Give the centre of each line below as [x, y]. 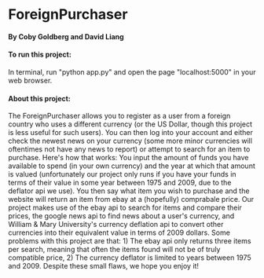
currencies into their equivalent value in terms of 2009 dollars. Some [119, 232]
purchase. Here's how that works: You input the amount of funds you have [128, 158]
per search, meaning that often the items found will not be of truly [114, 250]
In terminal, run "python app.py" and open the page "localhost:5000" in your [132, 71]
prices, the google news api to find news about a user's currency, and [121, 216]
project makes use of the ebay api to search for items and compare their [125, 208]
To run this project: [40, 55]
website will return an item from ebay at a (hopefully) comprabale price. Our [131, 199]
